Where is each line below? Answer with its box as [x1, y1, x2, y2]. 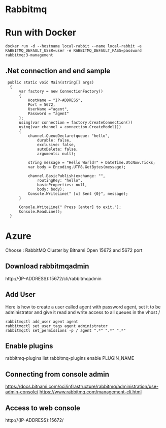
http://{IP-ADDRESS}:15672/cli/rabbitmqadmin [5, 275, 102, 281]
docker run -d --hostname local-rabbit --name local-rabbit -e [5, 44, 142, 49]
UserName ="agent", [27, 106, 70, 111]
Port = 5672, [27, 102, 56, 107]
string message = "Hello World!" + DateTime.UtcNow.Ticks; [27, 160, 156, 165]
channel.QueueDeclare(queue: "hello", [27, 133, 110, 138]
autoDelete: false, [37, 147, 79, 152]
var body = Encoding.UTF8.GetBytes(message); [27, 164, 126, 169]
